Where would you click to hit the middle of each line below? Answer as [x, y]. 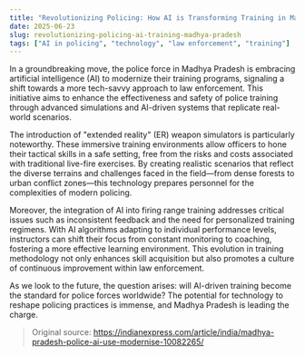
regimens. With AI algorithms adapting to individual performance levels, [143, 230]
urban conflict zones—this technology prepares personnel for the [132, 183]
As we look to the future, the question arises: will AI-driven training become [151, 286]
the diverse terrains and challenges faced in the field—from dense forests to [152, 173]
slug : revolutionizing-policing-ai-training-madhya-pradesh [126, 35]
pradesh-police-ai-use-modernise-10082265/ [118, 342]
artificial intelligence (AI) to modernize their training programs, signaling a [147, 79]
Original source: [62, 332]
